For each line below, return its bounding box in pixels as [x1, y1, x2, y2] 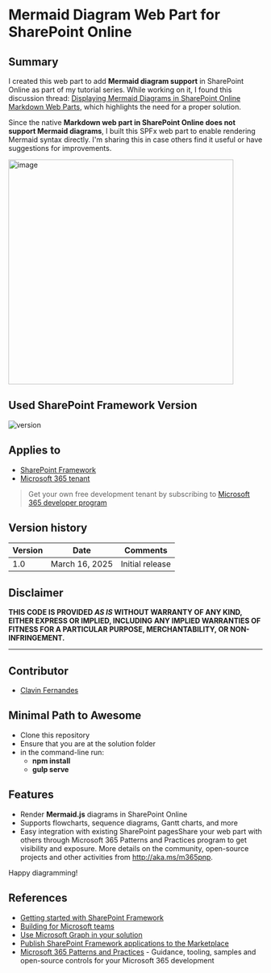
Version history [8, 521, 88, 535]
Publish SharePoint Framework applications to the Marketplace [19, 938, 230, 948]
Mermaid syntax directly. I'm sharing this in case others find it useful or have [8, 135, 263, 144]
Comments [124, 545, 168, 556]
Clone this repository [19, 730, 90, 740]
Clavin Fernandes [19, 686, 79, 695]
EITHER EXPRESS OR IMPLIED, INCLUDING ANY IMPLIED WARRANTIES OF [8, 616, 261, 626]
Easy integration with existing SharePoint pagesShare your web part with [19, 826, 262, 836]
